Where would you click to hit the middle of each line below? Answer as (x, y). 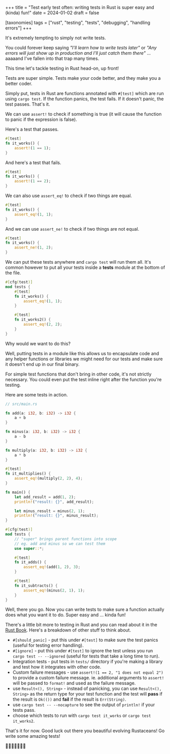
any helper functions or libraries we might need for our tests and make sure (84, 359)
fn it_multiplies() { (28, 474)
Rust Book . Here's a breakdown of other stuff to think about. (68, 630)
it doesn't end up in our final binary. (42, 364)
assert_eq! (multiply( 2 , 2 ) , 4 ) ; (48, 479)
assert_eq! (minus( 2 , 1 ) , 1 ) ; (54, 590)
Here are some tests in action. (37, 395)
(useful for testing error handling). (48, 645)
